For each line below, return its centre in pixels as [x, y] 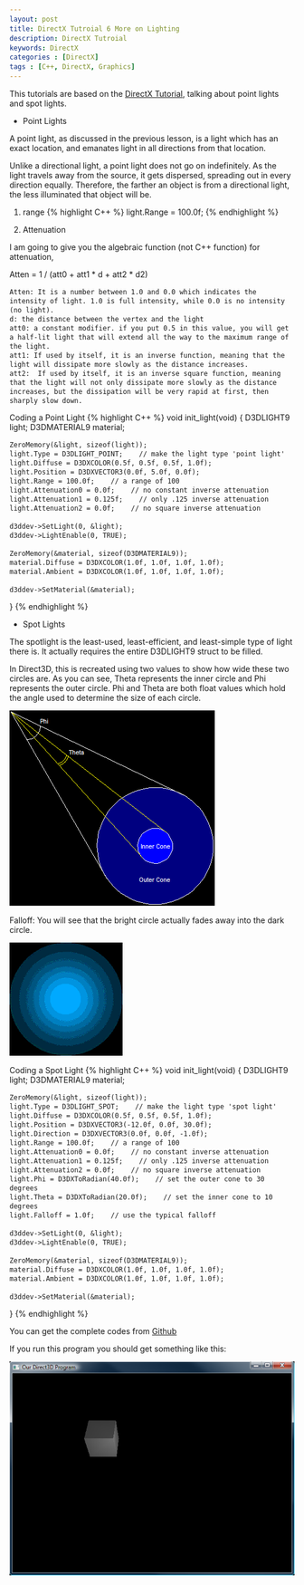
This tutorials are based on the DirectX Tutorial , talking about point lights [144, 94]
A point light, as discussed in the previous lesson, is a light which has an [144, 139]
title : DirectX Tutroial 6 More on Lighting [95, 29]
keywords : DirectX [44, 48]
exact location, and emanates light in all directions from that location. [138, 148]
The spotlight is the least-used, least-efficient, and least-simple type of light [151, 642]
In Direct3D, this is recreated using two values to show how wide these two [149, 669]
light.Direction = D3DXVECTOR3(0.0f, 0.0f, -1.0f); [109, 1134]
